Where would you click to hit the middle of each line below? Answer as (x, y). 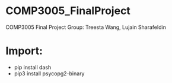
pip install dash (33, 67)
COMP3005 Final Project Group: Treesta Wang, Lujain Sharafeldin (86, 27)
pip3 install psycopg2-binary (49, 73)
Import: (24, 51)
